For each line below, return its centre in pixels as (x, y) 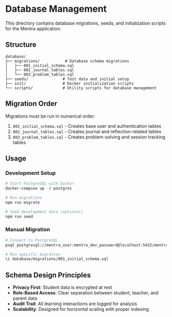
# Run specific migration (33, 254)
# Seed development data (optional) (44, 212)
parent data (25, 299)
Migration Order (31, 104)
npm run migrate (23, 202)
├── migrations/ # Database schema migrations (67, 61)
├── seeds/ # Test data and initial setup (67, 79)
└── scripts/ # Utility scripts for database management (81, 88)
